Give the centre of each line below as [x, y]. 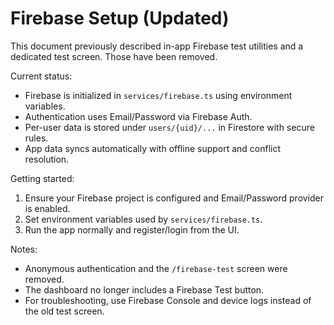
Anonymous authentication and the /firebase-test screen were [156, 268]
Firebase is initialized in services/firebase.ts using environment [158, 95]
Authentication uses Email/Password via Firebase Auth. [138, 116]
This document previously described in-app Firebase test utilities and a [157, 46]
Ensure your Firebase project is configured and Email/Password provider [174, 198]
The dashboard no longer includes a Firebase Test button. [144, 289]
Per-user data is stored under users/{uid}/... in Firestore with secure [169, 127]
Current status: [41, 76]
